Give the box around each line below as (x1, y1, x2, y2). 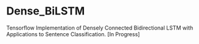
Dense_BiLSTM (6, 4, 85, 18)
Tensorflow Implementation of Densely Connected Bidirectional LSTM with (6, 24, 194, 31)
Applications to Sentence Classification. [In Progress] (6, 30, 140, 37)
